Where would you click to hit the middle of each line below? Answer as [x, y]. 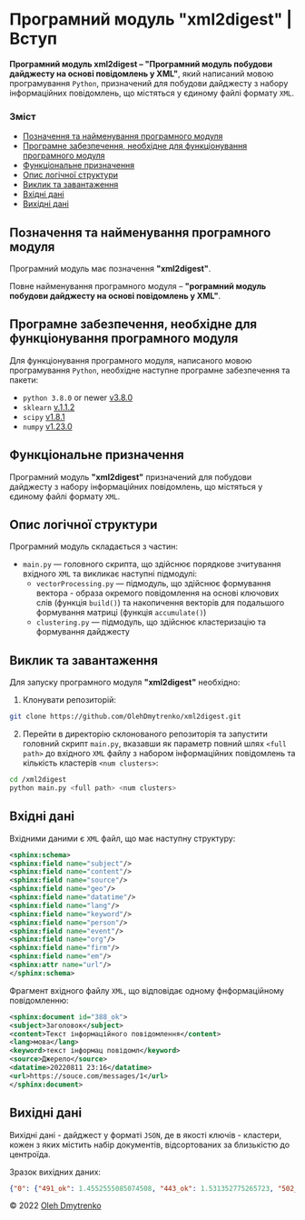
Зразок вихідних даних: [55, 1172]
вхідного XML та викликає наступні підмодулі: [110, 574]
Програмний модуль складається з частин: [94, 546]
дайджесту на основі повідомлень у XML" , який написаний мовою [142, 74]
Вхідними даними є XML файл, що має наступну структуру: [123, 838]
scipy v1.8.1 [44, 416]
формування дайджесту [83, 632]
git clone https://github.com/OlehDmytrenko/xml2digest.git [126, 717]
